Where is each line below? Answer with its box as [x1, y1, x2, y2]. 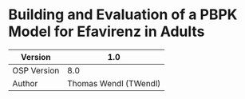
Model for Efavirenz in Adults [8, 22, 205, 41]
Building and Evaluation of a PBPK [8, 6, 238, 24]
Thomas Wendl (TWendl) [66, 77, 161, 89]
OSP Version [12, 65, 60, 76]
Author [12, 77, 38, 89]
